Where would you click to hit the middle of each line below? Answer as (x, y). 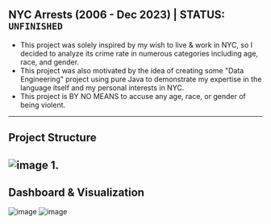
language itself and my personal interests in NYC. (102, 87)
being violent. (43, 105)
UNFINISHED (35, 27)
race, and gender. (49, 62)
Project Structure (52, 138)
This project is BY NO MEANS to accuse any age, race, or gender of (133, 96)
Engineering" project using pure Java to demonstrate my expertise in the (141, 79)
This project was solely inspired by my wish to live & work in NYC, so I (136, 44)
